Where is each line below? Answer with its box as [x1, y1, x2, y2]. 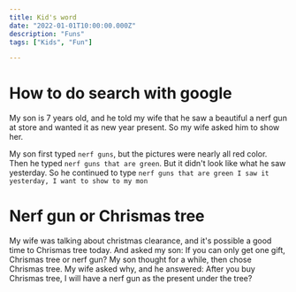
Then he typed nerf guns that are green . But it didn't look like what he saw [9, 158, 286, 169]
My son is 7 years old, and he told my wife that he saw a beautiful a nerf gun [9, 112, 287, 124]
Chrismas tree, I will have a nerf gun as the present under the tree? [9, 273, 253, 284]
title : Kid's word [9, 12, 77, 22]
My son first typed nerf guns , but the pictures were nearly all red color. [9, 149, 268, 159]
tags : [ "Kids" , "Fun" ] [9, 37, 93, 47]
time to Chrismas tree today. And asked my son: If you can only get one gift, [9, 245, 285, 256]
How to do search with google [9, 83, 232, 104]
